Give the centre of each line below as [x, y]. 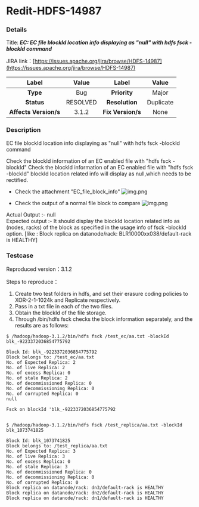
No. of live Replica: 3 [36, 457]
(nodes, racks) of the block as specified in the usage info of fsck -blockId [96, 227]
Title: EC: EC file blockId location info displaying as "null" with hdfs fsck [97, 42]
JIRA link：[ [21, 61]
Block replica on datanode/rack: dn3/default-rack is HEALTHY [85, 488]
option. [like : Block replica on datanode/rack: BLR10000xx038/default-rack [99, 233]
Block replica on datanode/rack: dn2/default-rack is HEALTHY [85, 493]
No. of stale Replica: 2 [37, 378]
